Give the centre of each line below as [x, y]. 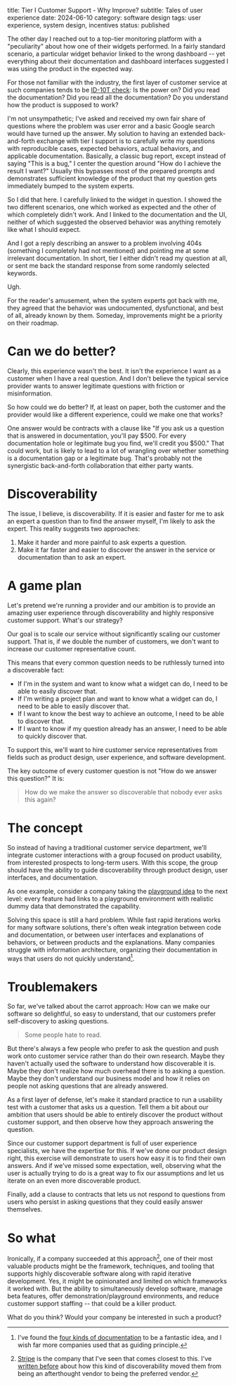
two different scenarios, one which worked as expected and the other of [112, 207]
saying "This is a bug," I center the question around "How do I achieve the [114, 164]
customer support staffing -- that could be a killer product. [92, 1303]
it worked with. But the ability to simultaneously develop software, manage [115, 1288]
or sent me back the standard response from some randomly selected [109, 266]
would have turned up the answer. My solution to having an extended [107, 134]
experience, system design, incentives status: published [88, 25]
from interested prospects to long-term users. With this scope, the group [113, 862]
